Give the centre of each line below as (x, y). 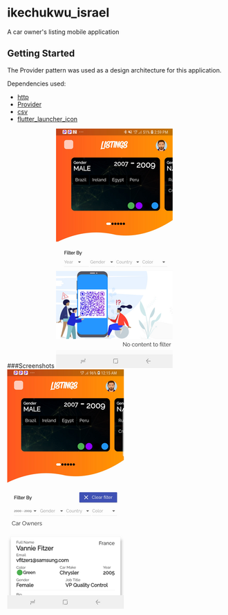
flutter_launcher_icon (47, 119)
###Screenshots (31, 365)
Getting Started (41, 53)
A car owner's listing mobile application (63, 32)
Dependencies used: (37, 84)
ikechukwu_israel (58, 13)
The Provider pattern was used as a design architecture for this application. (115, 70)
